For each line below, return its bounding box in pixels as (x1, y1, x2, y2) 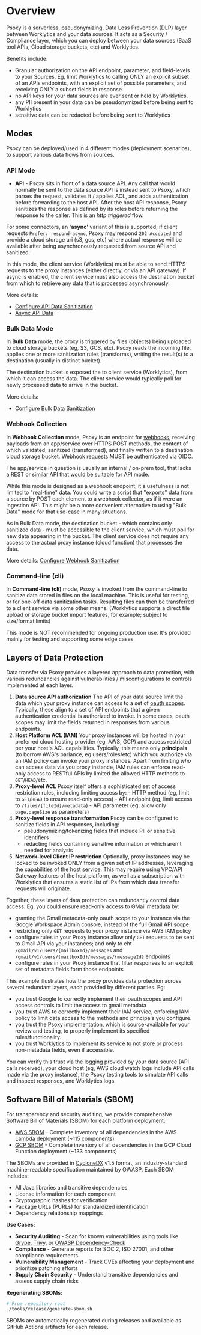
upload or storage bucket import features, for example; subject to (6, 611, 168, 618)
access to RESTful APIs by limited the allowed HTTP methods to (26, 769, 185, 777)
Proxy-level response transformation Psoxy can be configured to (14, 814, 179, 822)
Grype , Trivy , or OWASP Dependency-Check (14, 1239, 126, 1246)
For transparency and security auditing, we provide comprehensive (6, 1110, 172, 1117)
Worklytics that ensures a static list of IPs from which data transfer (14, 878, 180, 885)
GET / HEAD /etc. (14, 776, 47, 783)
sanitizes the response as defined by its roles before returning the (14, 206, 178, 213)
